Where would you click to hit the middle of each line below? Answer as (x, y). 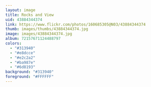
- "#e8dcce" (23, 53)
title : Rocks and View (30, 15)
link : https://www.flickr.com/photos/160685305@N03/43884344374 (75, 24)
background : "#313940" (30, 72)
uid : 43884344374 (24, 19)
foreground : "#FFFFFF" (30, 77)
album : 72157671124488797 (33, 39)
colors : (14, 43)
